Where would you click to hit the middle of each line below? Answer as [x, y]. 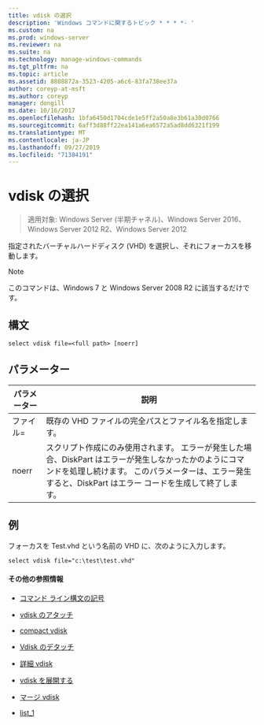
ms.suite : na [29, 52]
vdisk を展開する [46, 680]
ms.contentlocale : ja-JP [49, 140]
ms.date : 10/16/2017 [42, 111]
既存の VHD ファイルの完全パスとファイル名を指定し [143, 421]
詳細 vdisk [36, 664]
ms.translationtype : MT [47, 132]
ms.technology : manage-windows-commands [75, 60]
